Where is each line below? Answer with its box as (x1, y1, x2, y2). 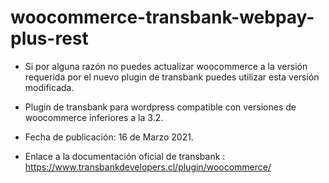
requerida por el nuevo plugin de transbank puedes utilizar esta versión (24, 71, 320, 83)
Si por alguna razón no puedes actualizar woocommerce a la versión (24, 60, 308, 72)
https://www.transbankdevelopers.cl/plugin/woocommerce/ (24, 161, 272, 173)
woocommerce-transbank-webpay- (10, 6, 315, 29)
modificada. (24, 81, 75, 93)
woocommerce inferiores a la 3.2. (24, 111, 164, 123)
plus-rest (10, 27, 89, 50)
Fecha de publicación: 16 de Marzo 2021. (24, 131, 194, 143)
